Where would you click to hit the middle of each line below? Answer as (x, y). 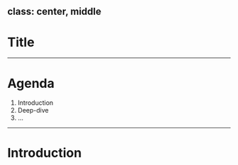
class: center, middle (54, 12)
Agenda (31, 83)
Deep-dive (33, 110)
